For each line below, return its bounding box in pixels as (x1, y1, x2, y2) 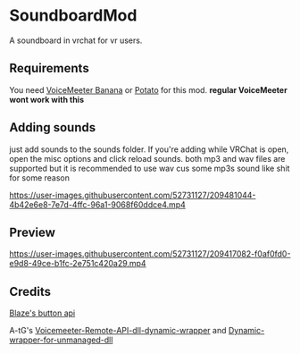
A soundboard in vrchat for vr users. (9, 35, 143, 46)
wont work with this (9, 94, 85, 105)
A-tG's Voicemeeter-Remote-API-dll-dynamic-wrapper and (9, 325, 227, 336)
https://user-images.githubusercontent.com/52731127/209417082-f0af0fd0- (9, 249, 291, 259)
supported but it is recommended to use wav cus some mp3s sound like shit (9, 163, 290, 173)
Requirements (9, 61, 89, 76)
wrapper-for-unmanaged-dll (9, 334, 113, 345)
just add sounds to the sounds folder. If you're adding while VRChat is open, (9, 144, 289, 155)
